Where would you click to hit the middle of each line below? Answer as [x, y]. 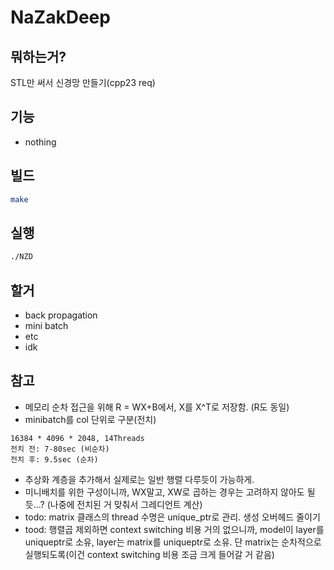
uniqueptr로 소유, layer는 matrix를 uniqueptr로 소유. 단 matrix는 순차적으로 [173, 542]
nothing [40, 142]
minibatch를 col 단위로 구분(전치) [90, 419]
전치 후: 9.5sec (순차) [54, 459]
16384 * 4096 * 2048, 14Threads [77, 438]
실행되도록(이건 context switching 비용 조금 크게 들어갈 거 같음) [149, 554]
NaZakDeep [60, 17]
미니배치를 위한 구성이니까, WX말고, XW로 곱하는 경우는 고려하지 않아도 [164, 492]
